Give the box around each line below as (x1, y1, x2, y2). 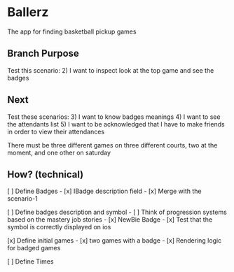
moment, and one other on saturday (7, 148, 111, 157)
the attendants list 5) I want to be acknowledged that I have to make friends (7, 120, 226, 128)
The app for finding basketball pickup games (7, 27, 137, 36)
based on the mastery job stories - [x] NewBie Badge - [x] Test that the (7, 215, 212, 224)
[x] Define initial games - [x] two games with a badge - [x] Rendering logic (7, 236, 222, 245)
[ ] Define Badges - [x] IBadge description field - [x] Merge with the (7, 187, 202, 196)
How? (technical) (7, 169, 84, 180)
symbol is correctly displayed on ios (7, 223, 111, 231)
